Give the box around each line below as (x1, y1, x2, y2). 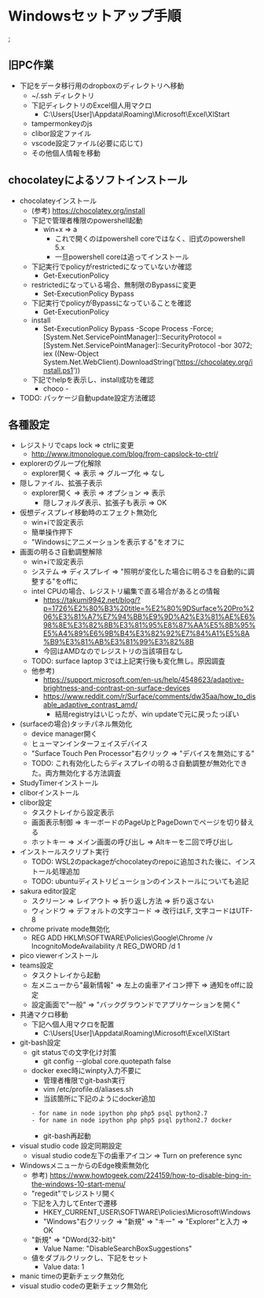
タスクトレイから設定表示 (31, 808, 115, 817)
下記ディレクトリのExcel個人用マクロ (31, 100, 152, 110)
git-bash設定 (19, 1038, 61, 1047)
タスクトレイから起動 (31, 971, 101, 980)
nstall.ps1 (42, 365, 74, 374)
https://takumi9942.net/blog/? (42, 596, 141, 605)
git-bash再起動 (42, 1131, 92, 1141)
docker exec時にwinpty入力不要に (31, 1066, 142, 1075)
